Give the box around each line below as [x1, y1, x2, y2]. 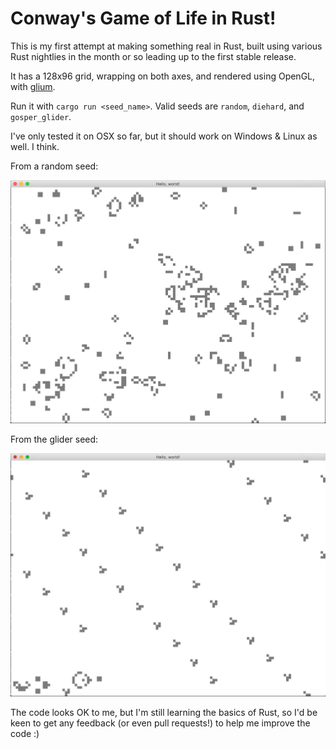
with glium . [10, 80, 56, 92]
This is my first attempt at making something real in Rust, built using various [10, 40, 323, 52]
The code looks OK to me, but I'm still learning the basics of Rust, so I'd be [10, 707, 318, 719]
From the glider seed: [10, 433, 99, 445]
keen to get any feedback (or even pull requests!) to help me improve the [10, 717, 311, 729]
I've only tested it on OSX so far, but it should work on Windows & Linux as [10, 130, 318, 142]
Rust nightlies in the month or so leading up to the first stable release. [10, 50, 297, 62]
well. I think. [10, 140, 60, 152]
